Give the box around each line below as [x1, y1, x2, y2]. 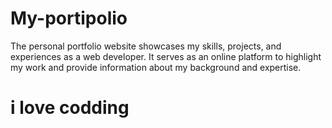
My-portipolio [10, 7, 128, 30]
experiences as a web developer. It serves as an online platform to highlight [10, 50, 322, 62]
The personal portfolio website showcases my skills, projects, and [10, 40, 282, 52]
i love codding [10, 97, 130, 119]
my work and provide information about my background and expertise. [10, 61, 302, 73]
